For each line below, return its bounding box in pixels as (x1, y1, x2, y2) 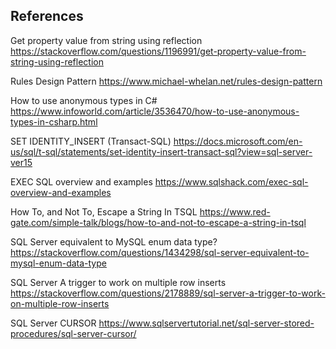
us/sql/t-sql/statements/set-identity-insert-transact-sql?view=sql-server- (10, 145, 313, 158)
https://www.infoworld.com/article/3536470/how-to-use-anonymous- (10, 105, 300, 117)
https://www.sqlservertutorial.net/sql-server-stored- (98, 317, 315, 329)
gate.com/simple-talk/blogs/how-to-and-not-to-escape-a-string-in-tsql (10, 216, 307, 228)
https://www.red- (199, 205, 271, 218)
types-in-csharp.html (10, 115, 98, 128)
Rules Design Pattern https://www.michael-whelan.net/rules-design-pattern (10, 75, 323, 87)
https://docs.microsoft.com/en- (173, 135, 303, 147)
